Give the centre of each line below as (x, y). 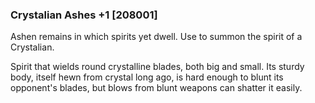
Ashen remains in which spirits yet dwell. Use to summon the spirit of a (156, 37)
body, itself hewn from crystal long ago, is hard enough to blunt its (147, 77)
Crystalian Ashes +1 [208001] (84, 15)
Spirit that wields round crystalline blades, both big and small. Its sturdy (157, 67)
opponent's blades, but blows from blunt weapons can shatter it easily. (156, 88)
